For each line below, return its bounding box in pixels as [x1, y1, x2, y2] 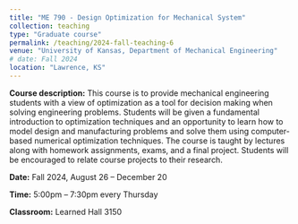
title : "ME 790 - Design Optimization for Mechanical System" [9, 13, 246, 22]
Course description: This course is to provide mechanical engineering [9, 87, 270, 99]
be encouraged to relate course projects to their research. [9, 154, 224, 165]
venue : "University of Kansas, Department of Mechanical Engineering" [9, 47, 278, 56]
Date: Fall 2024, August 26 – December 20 [9, 171, 167, 182]
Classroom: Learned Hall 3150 [9, 206, 123, 217]
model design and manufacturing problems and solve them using [9, 125, 250, 136]
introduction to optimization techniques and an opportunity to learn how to [9, 116, 284, 126]
